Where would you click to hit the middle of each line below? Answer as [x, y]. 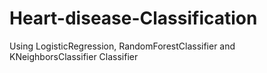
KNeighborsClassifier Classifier [74, 56]
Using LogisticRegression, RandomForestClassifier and [122, 46]
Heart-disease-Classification [133, 18]
